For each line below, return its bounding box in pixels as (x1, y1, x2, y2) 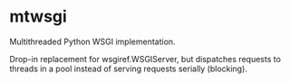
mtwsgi (9, 6, 68, 27)
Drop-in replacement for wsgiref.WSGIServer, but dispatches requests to (9, 53, 281, 64)
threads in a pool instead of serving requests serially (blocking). (9, 63, 247, 74)
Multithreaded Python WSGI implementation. (9, 36, 176, 47)
